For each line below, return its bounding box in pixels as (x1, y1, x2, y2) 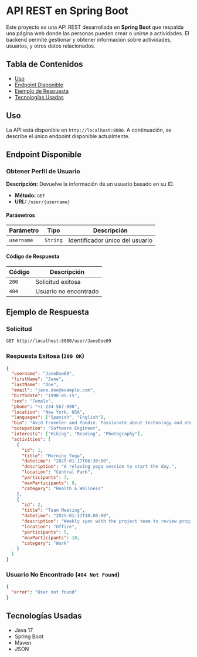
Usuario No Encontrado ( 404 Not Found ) (6, 570, 120, 578)
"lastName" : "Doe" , (11, 382, 59, 388)
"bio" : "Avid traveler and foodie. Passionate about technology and (11, 420, 182, 426)
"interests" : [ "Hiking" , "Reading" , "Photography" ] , (11, 431, 143, 437)
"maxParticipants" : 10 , (21, 535, 80, 541)
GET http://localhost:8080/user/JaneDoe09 (6, 338, 111, 344)
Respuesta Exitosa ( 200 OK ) (6, 352, 85, 360)
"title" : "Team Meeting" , (21, 507, 85, 514)
